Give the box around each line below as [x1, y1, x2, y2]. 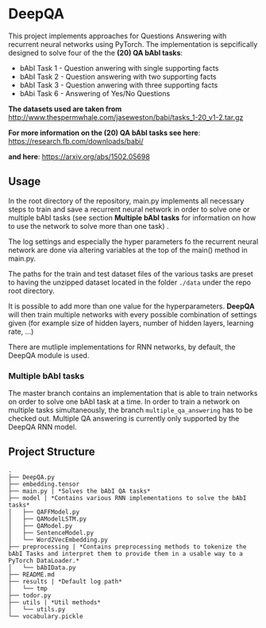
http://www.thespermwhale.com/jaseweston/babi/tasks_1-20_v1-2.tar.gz [8, 112, 244, 122]
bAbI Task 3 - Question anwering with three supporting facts [19, 80, 218, 90]
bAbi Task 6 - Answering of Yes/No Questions [19, 88, 171, 98]
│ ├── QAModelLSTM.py [8, 514, 87, 523]
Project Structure [8, 445, 95, 459]
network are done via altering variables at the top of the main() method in [8, 245, 248, 254]
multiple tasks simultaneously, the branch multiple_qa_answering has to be [8, 405, 253, 415]
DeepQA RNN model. [8, 422, 77, 432]
